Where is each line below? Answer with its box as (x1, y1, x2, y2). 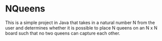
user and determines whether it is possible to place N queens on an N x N (5, 24, 158, 30)
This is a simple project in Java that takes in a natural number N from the (5, 19, 155, 25)
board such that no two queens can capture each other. (5, 30, 120, 36)
